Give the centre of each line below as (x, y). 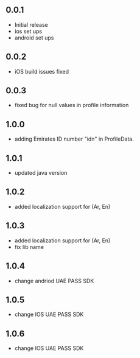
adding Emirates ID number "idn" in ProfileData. (74, 139)
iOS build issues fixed (42, 71)
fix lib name (29, 247)
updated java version (41, 173)
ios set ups (28, 31)
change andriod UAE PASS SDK (54, 281)
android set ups (34, 37)
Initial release (31, 24)
